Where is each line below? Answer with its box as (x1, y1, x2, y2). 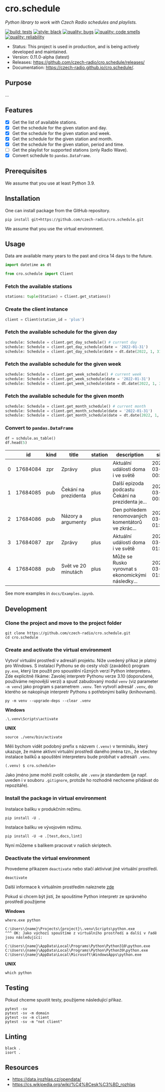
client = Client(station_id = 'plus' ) (5, 317, 84, 322)
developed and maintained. (12, 49, 68, 55)
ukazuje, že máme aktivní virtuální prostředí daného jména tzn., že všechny (5, 749, 158, 755)
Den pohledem (112, 507, 147, 514)
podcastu (112, 486, 135, 493)
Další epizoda (112, 480, 144, 487)
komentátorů (112, 519, 142, 526)
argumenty (61, 519, 87, 526)
